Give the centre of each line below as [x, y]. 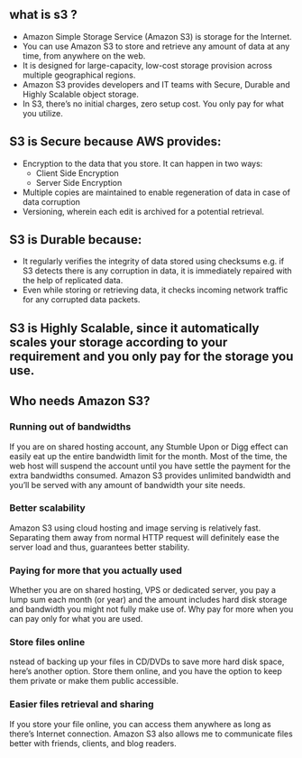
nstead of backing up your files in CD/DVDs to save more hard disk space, [147, 661]
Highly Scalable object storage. [81, 94]
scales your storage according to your [119, 342]
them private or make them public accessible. [94, 681]
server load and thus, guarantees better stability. [100, 547]
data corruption [51, 201]
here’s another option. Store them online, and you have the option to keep [146, 671]
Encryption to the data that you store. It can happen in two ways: [142, 163]
